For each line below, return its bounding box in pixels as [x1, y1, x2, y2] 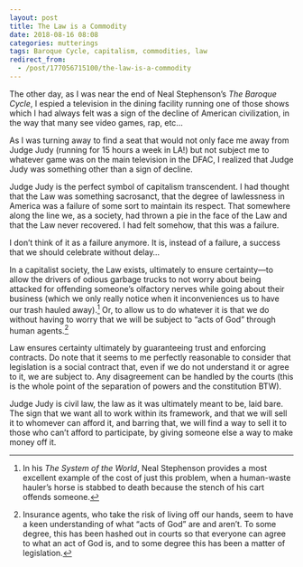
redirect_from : [9, 55, 67, 64]
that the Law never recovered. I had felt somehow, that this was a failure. [9, 219, 280, 231]
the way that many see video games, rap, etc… [9, 117, 183, 128]
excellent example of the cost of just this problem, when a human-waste [22, 472, 291, 484]
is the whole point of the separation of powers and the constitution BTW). [9, 381, 282, 392]
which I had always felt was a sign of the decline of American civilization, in [9, 108, 290, 118]
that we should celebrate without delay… [9, 246, 161, 258]
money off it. [9, 437, 57, 448]
